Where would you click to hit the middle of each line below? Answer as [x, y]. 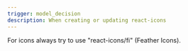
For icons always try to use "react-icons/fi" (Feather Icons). [94, 40]
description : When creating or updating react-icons [87, 20]
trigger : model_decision [44, 14]
